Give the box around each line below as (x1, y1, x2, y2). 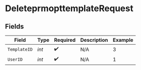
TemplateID (7, 47, 33, 52)
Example (113, 37, 133, 43)
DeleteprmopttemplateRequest (5, 3, 134, 14)
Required (54, 37, 76, 43)
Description (80, 37, 108, 43)
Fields (5, 22, 24, 31)
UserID (7, 56, 23, 62)
